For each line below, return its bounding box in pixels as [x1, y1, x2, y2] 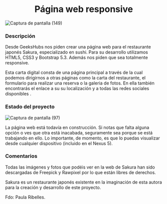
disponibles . [5, 91, 31, 97]
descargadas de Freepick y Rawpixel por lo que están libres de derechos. [5, 169, 156, 175]
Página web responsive [34, 3, 133, 15]
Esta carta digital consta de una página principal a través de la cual [5, 69, 143, 75]
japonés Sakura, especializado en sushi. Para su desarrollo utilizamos [5, 49, 148, 55]
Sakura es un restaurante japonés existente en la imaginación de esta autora [5, 179, 162, 185]
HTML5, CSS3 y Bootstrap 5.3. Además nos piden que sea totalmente [5, 54, 148, 60]
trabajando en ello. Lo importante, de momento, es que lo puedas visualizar [5, 135, 161, 141]
